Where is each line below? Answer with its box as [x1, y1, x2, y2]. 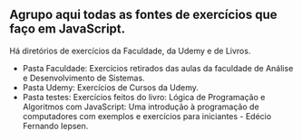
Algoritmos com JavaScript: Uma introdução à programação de [22, 101, 260, 112]
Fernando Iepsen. [22, 120, 89, 131]
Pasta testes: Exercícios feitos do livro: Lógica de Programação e [22, 91, 266, 102]
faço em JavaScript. [9, 22, 126, 37]
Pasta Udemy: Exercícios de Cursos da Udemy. [22, 81, 200, 93]
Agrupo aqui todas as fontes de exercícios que [9, 7, 278, 23]
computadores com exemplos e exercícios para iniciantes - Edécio [22, 110, 272, 121]
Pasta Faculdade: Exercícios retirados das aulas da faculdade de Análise [22, 62, 294, 73]
